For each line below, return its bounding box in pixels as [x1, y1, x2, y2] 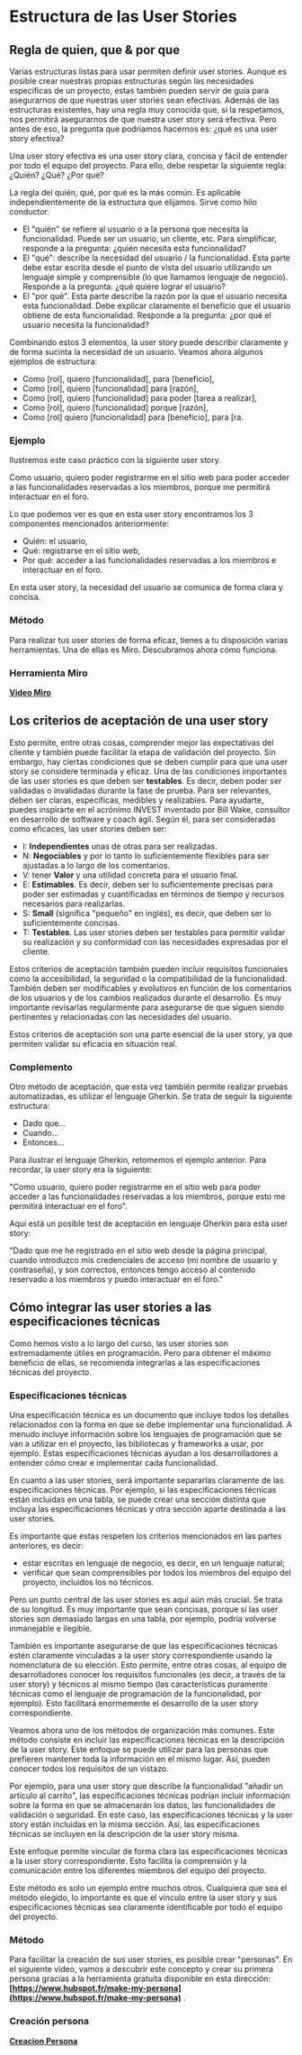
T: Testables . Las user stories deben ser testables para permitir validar [22, 926, 286, 938]
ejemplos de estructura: [9, 356, 98, 367]
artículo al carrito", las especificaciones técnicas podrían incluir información [9, 1790, 290, 1801]
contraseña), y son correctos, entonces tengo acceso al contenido [9, 1264, 256, 1275]
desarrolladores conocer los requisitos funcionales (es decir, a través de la [9, 1669, 286, 1680]
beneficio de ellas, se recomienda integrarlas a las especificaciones [9, 1357, 261, 1368]
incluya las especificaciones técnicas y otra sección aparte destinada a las [9, 1504, 286, 1514]
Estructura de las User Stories [9, 6, 237, 27]
